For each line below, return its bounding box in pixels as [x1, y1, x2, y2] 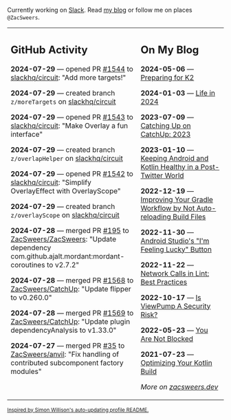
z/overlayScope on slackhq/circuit [10, 210, 120, 219]
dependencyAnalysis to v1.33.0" [10, 325, 117, 335]
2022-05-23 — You [140, 325, 208, 335]
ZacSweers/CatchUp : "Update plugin [10, 316, 131, 326]
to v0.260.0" [10, 292, 52, 302]
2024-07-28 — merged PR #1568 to [10, 275, 134, 285]
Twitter [140, 170, 164, 180]
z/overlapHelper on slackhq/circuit [10, 153, 124, 163]
